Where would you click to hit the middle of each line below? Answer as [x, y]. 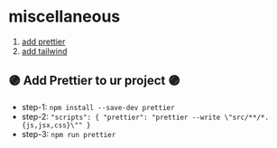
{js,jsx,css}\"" [52, 125]
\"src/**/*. [247, 117]
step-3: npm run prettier [69, 134]
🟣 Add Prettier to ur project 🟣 [94, 81]
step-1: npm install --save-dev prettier [98, 106]
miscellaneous [65, 17]
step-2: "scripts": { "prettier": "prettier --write [121, 116]
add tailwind [44, 51]
